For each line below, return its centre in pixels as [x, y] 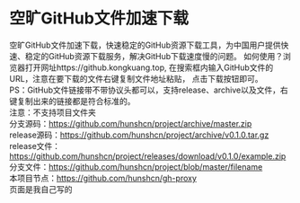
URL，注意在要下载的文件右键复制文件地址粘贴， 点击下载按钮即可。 [136, 78]
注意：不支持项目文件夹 [53, 112]
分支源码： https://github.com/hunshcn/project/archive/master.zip [131, 123]
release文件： [35, 146]
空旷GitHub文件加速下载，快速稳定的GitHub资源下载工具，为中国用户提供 [145, 45]
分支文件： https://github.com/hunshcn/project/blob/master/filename [136, 166]
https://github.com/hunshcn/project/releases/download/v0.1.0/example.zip [148, 156]
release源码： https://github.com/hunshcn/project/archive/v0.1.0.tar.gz [139, 135]
